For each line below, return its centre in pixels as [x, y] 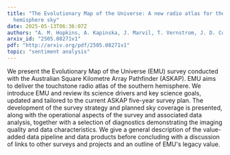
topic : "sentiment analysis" [49, 52]
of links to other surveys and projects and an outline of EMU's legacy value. [114, 144]
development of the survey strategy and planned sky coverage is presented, [115, 108]
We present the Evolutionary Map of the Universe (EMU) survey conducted [113, 71]
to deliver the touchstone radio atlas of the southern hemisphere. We [104, 86]
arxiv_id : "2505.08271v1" [44, 39]
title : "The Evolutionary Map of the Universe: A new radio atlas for [110, 13]
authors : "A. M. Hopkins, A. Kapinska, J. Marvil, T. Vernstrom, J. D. [111, 33]
